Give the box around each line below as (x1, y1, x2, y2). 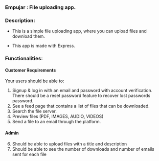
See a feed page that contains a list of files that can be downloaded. (12, 103, 150, 109)
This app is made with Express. (12, 43, 75, 49)
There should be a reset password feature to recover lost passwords (12, 92, 151, 99)
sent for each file (12, 151, 47, 157)
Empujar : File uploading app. (5, 4, 76, 11)
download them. (12, 33, 45, 39)
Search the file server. (12, 108, 57, 114)
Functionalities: (5, 55, 43, 62)
